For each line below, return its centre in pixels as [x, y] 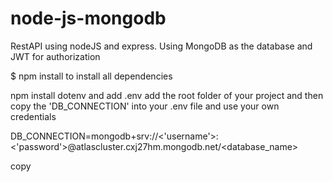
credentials [33, 116]
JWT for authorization [55, 56]
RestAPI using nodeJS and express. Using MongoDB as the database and [161, 46]
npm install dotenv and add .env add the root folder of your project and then [167, 95]
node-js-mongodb [88, 18]
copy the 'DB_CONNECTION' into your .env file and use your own [145, 106]
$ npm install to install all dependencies [91, 76]
